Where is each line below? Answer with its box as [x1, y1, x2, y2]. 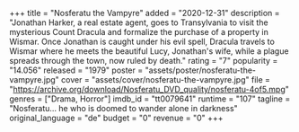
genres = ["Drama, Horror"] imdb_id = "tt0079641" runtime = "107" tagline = [9, 93, 291, 104]
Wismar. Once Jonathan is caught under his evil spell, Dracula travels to [9, 36, 276, 47]
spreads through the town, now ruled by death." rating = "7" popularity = [9, 56, 278, 66]
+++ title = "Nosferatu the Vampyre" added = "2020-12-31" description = [9, 8, 280, 18]
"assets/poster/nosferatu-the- [145, 65, 257, 75]
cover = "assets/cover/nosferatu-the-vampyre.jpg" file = [61, 75, 271, 84]
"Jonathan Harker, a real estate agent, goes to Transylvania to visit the [9, 17, 268, 28]
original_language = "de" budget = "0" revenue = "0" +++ [9, 112, 224, 123]
